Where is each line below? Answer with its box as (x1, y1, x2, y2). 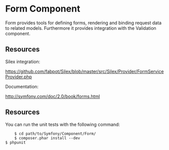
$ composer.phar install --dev (14, 135, 80, 140)
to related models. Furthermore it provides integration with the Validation (5, 25, 157, 31)
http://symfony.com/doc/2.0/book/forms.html (5, 93, 100, 99)
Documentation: (5, 83, 39, 89)
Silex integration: (5, 59, 40, 65)
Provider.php (5, 74, 32, 80)
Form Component (5, 3, 80, 15)
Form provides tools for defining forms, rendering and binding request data (5, 20, 162, 26)
